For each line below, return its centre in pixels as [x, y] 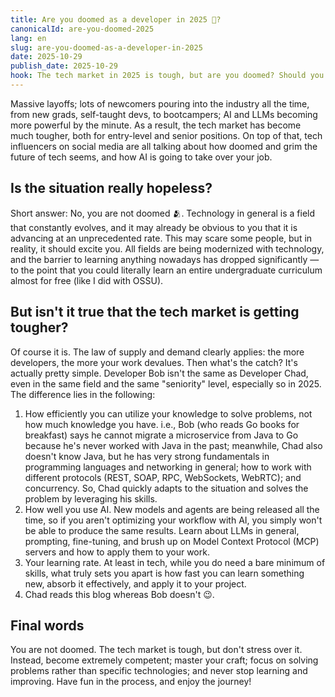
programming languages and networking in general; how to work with [168, 467]
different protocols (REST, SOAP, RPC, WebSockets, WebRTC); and [163, 477]
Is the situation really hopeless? [111, 188]
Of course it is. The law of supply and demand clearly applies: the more [157, 352]
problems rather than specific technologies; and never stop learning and [159, 671]
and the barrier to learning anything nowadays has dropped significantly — [165, 259]
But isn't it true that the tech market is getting [155, 312]
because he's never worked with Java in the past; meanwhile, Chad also [173, 445]
